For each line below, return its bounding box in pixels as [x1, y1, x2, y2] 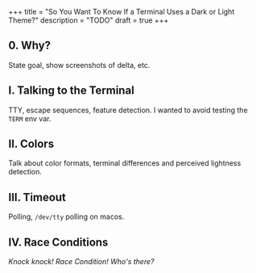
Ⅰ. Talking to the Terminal [8, 84, 134, 98]
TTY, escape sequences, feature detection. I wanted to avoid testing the [8, 105, 248, 115]
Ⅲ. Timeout [8, 190, 67, 204]
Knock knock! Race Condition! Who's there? [8, 257, 155, 267]
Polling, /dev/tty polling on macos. [8, 212, 125, 221]
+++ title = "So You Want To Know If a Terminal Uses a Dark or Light [8, 7, 235, 16]
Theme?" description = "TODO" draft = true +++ [8, 15, 169, 25]
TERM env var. [8, 113, 52, 124]
